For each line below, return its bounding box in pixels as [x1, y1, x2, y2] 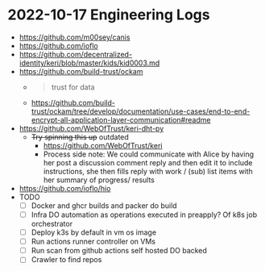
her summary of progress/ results [43, 175, 155, 185]
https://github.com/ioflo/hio [19, 183, 111, 193]
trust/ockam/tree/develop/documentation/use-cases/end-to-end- [31, 106, 251, 116]
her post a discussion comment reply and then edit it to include [43, 157, 253, 167]
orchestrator [31, 219, 73, 229]
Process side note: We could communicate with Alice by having [43, 149, 255, 159]
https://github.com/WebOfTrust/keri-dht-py [19, 123, 164, 133]
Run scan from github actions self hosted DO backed [31, 246, 207, 256]
